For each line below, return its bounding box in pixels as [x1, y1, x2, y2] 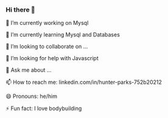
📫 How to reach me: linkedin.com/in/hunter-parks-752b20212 [5, 78, 162, 86]
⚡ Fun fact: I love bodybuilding [5, 105, 82, 112]
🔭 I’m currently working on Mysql [5, 19, 89, 27]
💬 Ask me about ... [5, 66, 52, 74]
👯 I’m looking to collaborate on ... [5, 43, 88, 50]
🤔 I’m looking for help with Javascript [5, 55, 99, 62]
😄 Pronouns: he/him [5, 92, 57, 100]
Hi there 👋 [5, 5, 36, 14]
